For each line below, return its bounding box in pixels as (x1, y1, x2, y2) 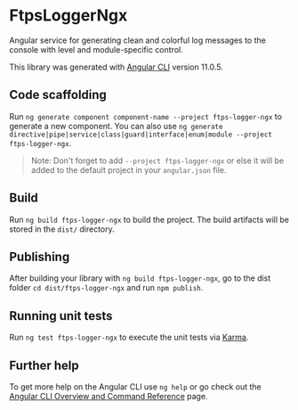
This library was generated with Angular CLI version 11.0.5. (9, 61, 224, 72)
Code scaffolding (9, 87, 107, 102)
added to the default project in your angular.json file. (30, 164, 227, 175)
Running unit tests (9, 308, 113, 324)
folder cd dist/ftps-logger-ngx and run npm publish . (9, 283, 204, 293)
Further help (9, 357, 80, 373)
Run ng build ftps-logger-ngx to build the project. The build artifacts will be (9, 214, 290, 225)
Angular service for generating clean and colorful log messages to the (9, 35, 267, 45)
